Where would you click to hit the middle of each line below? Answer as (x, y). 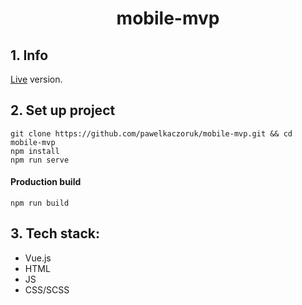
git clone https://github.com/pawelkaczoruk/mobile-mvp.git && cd (151, 133)
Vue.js (38, 258)
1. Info (29, 55)
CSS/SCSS (47, 289)
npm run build (40, 203)
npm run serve (40, 160)
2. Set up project (63, 110)
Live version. (36, 79)
